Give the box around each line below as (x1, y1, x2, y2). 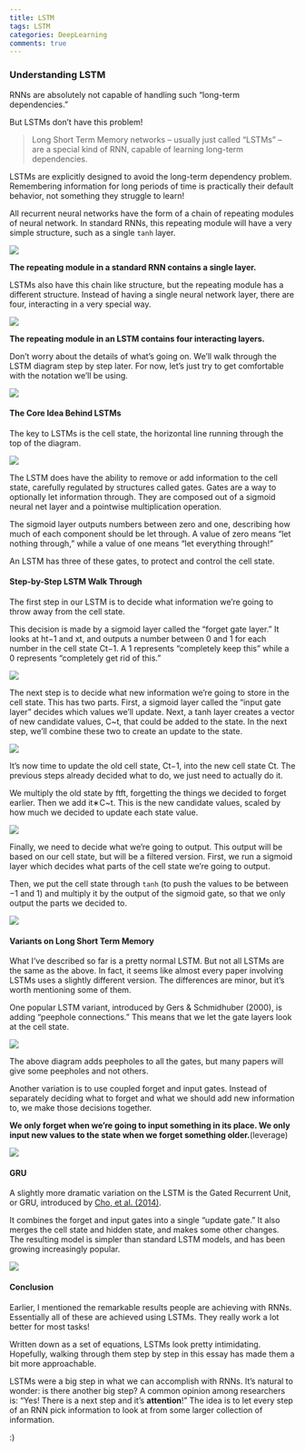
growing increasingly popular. (9, 1244, 121, 1255)
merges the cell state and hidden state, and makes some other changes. (9, 1224, 280, 1235)
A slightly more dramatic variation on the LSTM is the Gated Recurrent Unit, (9, 1188, 291, 1199)
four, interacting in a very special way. (9, 299, 152, 309)
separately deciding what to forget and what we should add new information (9, 1093, 295, 1103)
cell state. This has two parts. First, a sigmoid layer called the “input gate (9, 696, 281, 708)
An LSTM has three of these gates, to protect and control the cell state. (9, 555, 275, 566)
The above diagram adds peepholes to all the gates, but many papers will (9, 1056, 284, 1067)
